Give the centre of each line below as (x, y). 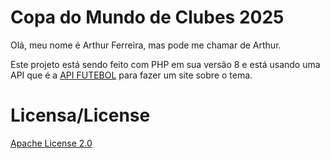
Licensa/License (80, 115)
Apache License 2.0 (51, 143)
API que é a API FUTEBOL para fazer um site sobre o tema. (131, 75)
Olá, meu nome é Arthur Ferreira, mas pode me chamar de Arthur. (146, 45)
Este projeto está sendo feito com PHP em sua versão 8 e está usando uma (165, 64)
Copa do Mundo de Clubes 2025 (147, 17)
